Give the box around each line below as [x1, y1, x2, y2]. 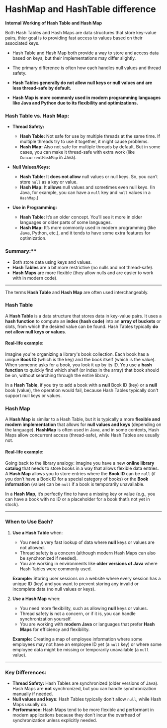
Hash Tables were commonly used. [19, 566, 92, 572]
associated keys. [5, 40, 40, 46]
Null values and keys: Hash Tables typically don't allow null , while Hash [12, 696, 162, 702]
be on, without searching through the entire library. [5, 372, 109, 379]
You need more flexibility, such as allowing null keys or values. [19, 605, 148, 611]
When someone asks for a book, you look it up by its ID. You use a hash [5, 362, 153, 368]
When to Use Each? [5, 519, 53, 525]
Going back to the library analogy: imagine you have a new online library [5, 460, 155, 466]
